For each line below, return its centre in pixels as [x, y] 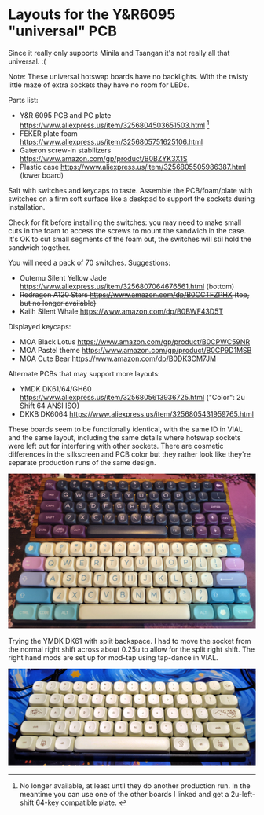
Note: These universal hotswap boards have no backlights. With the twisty [128, 76]
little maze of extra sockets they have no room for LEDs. [99, 85]
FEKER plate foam [49, 133]
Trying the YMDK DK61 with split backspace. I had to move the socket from [130, 641]
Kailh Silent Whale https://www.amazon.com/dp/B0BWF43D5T [121, 311]
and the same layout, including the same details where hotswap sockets [125, 437]
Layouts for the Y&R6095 [92, 15]
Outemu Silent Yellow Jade [63, 277]
